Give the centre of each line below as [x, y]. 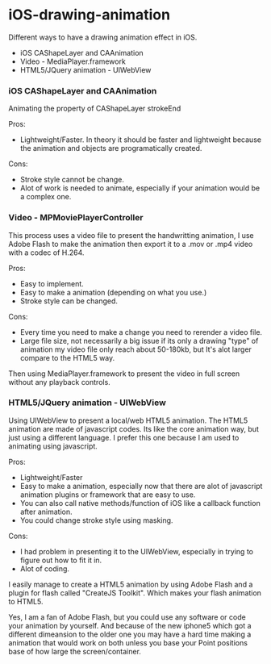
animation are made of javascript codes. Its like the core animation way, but [134, 428]
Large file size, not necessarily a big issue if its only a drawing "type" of [139, 340]
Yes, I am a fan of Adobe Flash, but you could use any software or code [127, 617]
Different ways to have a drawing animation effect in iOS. [103, 37]
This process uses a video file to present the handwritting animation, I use [131, 235]
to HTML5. [26, 601]
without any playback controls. [59, 382]
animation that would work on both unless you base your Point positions [128, 642]
